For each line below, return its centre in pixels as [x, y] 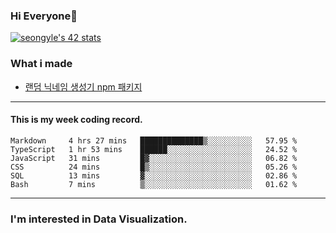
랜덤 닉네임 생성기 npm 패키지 [83, 86]
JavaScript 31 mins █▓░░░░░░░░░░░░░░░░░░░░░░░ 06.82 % [154, 158]
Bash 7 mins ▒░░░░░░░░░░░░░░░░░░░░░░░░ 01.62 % [154, 184]
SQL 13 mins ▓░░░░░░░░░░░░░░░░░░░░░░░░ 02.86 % [154, 175]
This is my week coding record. [76, 120]
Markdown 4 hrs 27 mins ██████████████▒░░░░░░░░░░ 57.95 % [154, 140]
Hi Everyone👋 [44, 16]
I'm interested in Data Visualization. [99, 219]
